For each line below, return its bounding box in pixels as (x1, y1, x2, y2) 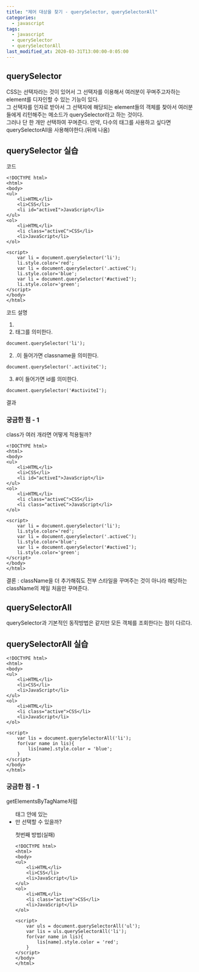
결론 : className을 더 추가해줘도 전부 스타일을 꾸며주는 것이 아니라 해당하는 (6, 576, 187, 584)
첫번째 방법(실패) (15, 831, 56, 838)
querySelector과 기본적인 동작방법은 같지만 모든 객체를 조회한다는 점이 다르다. (6, 619, 192, 627)
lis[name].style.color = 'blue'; (28, 746, 113, 752)
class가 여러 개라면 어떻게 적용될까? (6, 430, 92, 438)
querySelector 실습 (6, 145, 79, 156)
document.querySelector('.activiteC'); (6, 364, 107, 370)
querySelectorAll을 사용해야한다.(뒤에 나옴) (6, 126, 110, 133)
